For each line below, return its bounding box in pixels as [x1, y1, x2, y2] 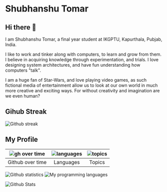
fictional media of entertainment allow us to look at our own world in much [5, 82, 158, 88]
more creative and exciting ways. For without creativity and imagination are [5, 88, 160, 93]
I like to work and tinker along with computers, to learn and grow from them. [5, 51, 161, 57]
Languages [53, 158, 80, 165]
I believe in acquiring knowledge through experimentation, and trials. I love [5, 57, 159, 63]
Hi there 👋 [5, 23, 36, 32]
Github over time [7, 158, 47, 165]
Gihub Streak [5, 107, 47, 116]
